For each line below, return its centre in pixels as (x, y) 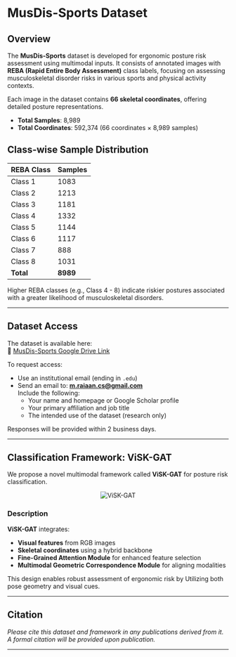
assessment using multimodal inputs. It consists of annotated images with (114, 63)
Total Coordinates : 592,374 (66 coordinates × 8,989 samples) (108, 128)
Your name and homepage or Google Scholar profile (103, 400)
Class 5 (24, 227)
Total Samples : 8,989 (49, 120)
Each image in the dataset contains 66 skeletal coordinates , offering (107, 99)
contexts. (21, 85)
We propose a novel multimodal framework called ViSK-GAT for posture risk (118, 474)
